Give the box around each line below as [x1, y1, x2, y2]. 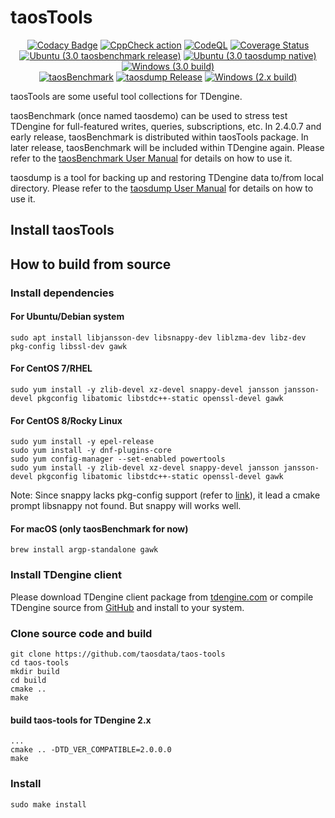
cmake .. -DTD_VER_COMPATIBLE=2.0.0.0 [10, 745, 172, 755]
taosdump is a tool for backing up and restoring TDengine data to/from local [10, 171, 324, 183]
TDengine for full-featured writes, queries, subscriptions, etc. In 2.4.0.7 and [10, 120, 322, 132]
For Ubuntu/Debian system [10, 311, 125, 323]
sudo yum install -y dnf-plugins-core [10, 446, 172, 456]
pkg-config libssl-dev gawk [10, 341, 128, 351]
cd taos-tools [10, 658, 70, 668]
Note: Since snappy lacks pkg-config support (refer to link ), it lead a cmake [10, 489, 321, 501]
